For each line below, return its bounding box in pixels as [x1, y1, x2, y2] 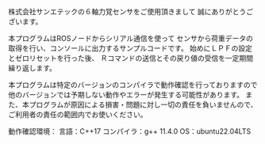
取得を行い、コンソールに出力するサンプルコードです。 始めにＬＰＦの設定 [8, 44, 252, 53]
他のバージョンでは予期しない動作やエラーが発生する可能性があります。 [8, 90, 244, 99]
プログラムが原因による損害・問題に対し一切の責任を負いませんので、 [29, 100, 258, 109]
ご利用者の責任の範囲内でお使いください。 [8, 110, 148, 119]
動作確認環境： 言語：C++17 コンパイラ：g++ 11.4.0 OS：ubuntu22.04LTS [8, 127, 252, 136]
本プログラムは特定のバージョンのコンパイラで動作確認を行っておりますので [8, 80, 258, 89]
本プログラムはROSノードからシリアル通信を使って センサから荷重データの [8, 34, 254, 43]
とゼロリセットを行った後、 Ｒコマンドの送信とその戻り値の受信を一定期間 [8, 54, 254, 63]
